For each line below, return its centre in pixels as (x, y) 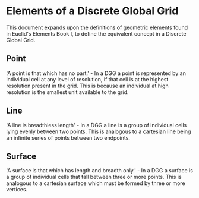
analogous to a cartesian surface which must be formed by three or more (96, 183)
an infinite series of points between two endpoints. (68, 137)
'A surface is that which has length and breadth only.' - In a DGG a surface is (99, 171)
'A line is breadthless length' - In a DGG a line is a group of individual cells (97, 125)
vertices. (17, 190)
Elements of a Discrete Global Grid (92, 11)
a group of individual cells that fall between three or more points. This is (94, 177)
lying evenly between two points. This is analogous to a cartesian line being (99, 131)
